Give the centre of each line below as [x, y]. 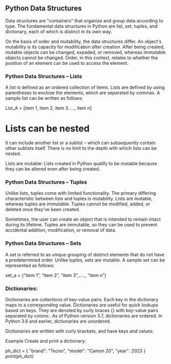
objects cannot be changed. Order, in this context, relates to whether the [82, 58]
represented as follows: [30, 265]
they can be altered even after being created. [53, 169]
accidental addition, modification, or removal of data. [61, 230]
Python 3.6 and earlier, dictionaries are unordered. [58, 321]
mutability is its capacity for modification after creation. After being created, [85, 47]
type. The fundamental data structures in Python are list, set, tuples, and [81, 26]
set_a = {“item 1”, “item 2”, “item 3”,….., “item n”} [56, 275]
